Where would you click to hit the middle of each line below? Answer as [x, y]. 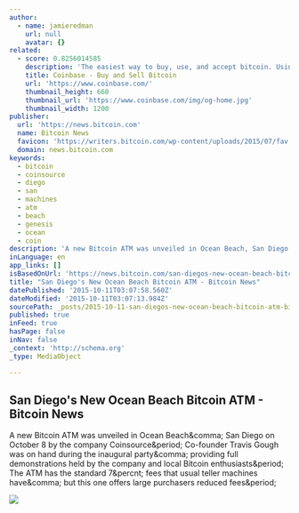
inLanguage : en [37, 257]
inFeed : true [33, 324]
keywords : [28, 158]
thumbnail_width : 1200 [67, 108]
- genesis [35, 224]
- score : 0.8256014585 [59, 59]
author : [24, 17]
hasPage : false [37, 332]
